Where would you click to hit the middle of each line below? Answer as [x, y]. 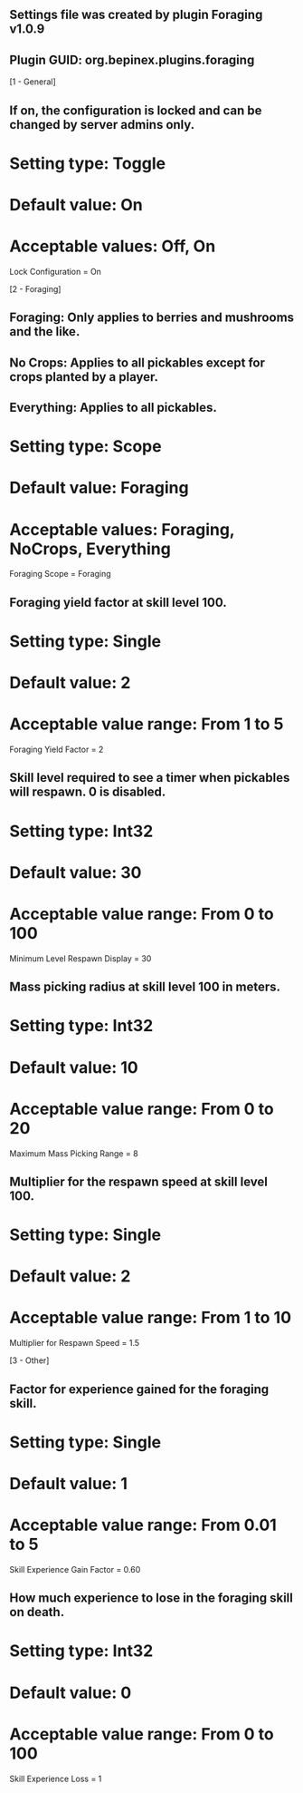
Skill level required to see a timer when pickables [150, 778]
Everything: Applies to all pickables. [113, 408]
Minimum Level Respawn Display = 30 [80, 958]
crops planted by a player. [84, 377]
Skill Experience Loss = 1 [56, 1778]
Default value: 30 [76, 872]
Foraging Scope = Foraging [60, 574]
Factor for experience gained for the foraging [139, 1389]
